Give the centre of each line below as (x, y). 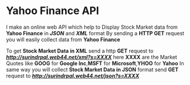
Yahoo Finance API (53, 11)
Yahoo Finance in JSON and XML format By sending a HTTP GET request (95, 33)
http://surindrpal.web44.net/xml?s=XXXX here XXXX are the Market (91, 57)
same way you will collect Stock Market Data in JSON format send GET (92, 69)
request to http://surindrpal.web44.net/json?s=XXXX (72, 76)
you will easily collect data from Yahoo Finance (63, 39)
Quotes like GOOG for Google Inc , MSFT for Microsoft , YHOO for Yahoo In (95, 63)
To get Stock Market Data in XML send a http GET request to (80, 50)
